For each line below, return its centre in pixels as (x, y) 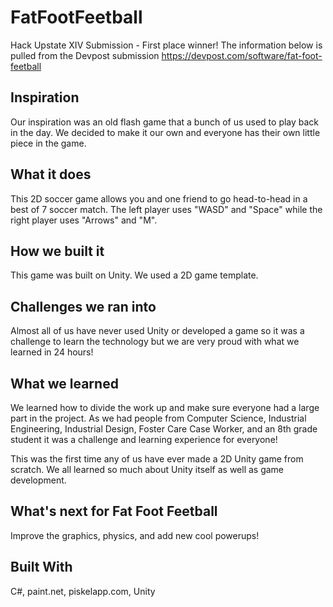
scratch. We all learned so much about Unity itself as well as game (147, 469)
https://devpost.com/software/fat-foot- (242, 55)
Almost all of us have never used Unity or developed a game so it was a (157, 331)
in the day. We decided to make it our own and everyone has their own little (165, 132)
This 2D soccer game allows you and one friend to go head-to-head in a (159, 198)
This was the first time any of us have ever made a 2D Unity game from (157, 459)
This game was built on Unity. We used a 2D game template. (134, 275)
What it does (51, 174)
